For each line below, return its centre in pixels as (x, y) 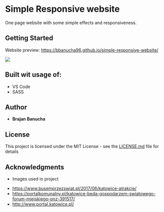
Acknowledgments (35, 167)
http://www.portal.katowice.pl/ (43, 204)
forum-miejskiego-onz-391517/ (43, 199)
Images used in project (35, 179)
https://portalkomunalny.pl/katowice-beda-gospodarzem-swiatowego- (84, 194)
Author (16, 107)
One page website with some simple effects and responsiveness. (71, 23)
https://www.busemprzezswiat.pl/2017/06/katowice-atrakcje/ (74, 188)
